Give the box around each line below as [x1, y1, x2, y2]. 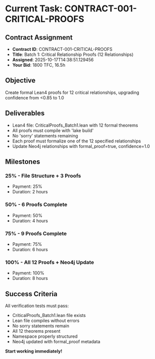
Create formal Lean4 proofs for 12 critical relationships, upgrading [5, 90, 140, 95]
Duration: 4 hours [12, 218, 48, 224]
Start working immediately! [5, 348, 63, 354]
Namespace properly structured [12, 333, 78, 339]
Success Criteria [5, 290, 58, 298]
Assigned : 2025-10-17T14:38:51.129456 [12, 57, 94, 62]
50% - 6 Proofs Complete [5, 201, 68, 208]
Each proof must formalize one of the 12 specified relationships [12, 138, 141, 144]
